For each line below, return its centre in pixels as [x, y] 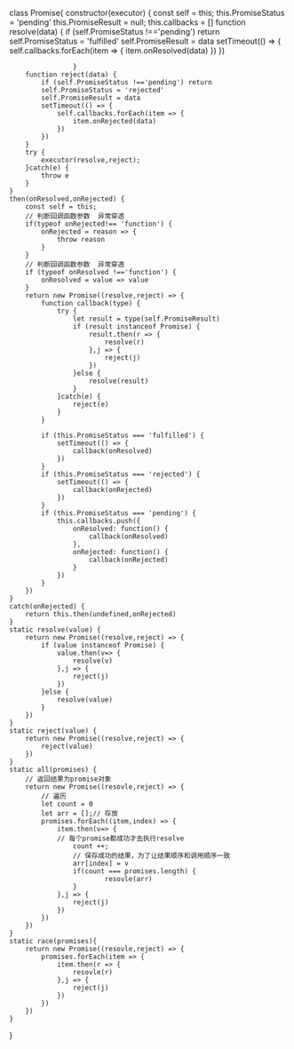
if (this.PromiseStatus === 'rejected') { [121, 474]
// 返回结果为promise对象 [68, 779]
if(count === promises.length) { [135, 871]
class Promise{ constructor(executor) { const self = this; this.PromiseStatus [147, 13]
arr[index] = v [100, 863]
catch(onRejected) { [48, 607]
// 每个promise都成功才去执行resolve [120, 838]
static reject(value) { [53, 731]
